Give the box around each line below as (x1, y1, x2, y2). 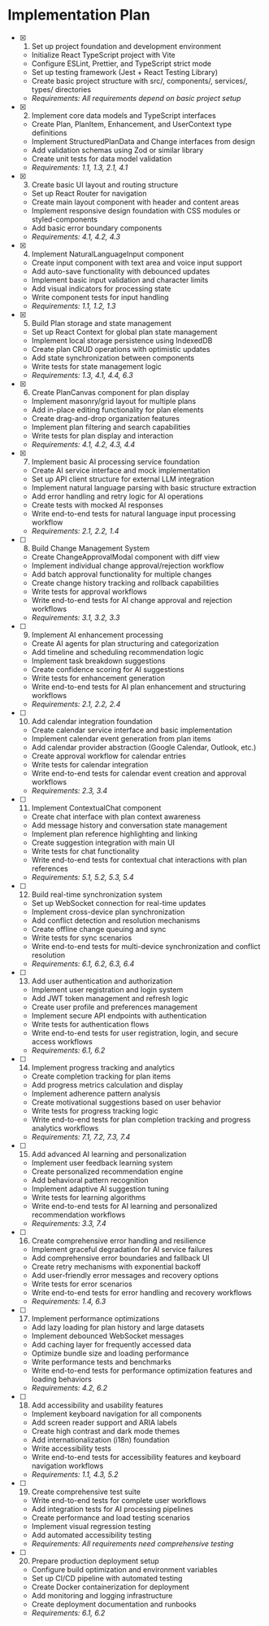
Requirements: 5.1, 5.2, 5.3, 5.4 (31, 872, 134, 881)
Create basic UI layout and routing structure (31, 179, 179, 189)
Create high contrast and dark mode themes (31, 1426, 180, 1435)
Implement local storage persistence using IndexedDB (31, 336, 213, 345)
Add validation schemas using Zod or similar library (31, 145, 204, 155)
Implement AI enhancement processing (31, 630, 163, 639)
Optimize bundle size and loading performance (31, 1348, 189, 1358)
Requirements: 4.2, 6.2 (31, 1382, 108, 1392)
